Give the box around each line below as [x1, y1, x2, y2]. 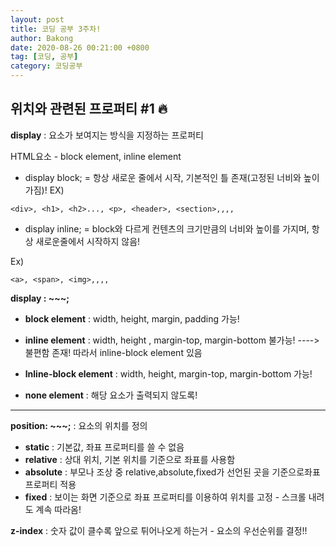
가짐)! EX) [24, 184, 65, 196]
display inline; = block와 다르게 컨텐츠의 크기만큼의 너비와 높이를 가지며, [24, 222, 310, 235]
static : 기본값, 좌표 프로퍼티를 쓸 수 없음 [24, 441, 185, 453]
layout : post [10, 14, 65, 25]
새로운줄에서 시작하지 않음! [35, 235, 141, 247]
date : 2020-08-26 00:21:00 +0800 [10, 42, 150, 53]
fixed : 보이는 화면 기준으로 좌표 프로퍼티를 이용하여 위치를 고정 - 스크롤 [24, 491, 307, 503]
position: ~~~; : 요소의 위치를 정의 [10, 419, 148, 431]
